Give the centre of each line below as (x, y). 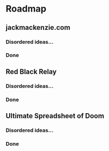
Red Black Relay (31, 71)
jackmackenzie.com (38, 28)
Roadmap (26, 9)
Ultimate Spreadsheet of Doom (55, 116)
